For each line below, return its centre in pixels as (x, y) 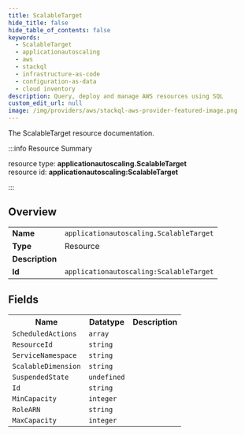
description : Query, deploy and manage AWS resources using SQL (116, 96)
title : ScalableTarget (45, 15)
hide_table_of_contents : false (59, 30)
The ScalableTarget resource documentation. (82, 133)
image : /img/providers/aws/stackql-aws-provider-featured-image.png (123, 111)
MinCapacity (35, 398)
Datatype (107, 322)
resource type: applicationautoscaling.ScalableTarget (98, 164)
